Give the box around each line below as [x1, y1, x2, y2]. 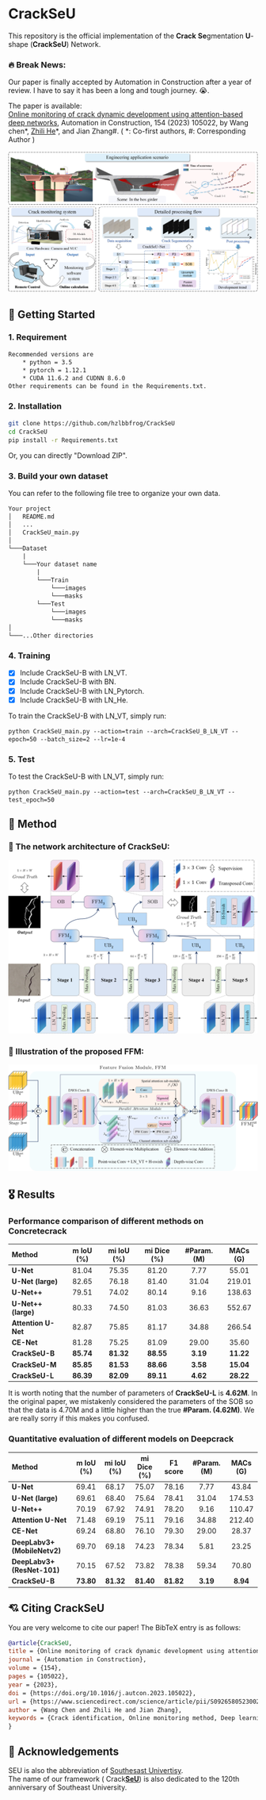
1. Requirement [8, 331, 67, 342]
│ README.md [8, 513, 55, 521]
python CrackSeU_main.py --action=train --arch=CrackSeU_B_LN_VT [8, 727, 228, 735]
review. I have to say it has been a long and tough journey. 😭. [8, 86, 210, 95]
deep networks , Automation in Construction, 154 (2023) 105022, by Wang [8, 118, 249, 128]
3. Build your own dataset [8, 470, 108, 481]
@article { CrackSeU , [8, 1639, 73, 1647]
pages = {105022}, [8, 1672, 69, 1680]
